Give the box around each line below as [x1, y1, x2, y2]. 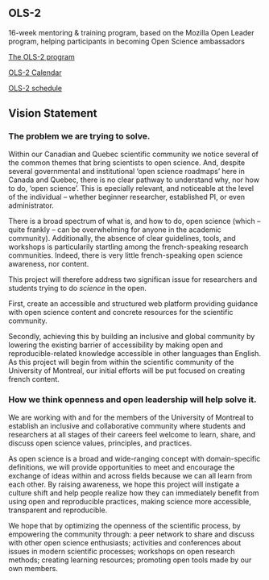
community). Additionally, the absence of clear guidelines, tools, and [8, 233, 236, 242]
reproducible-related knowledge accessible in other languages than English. [8, 348, 262, 358]
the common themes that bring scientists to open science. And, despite [8, 157, 246, 168]
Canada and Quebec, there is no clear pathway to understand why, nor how [8, 175, 260, 184]
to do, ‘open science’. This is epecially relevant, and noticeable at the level [8, 183, 255, 193]
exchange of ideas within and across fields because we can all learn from [8, 470, 252, 480]
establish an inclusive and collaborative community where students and [8, 420, 246, 430]
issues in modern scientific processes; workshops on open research [8, 546, 235, 556]
